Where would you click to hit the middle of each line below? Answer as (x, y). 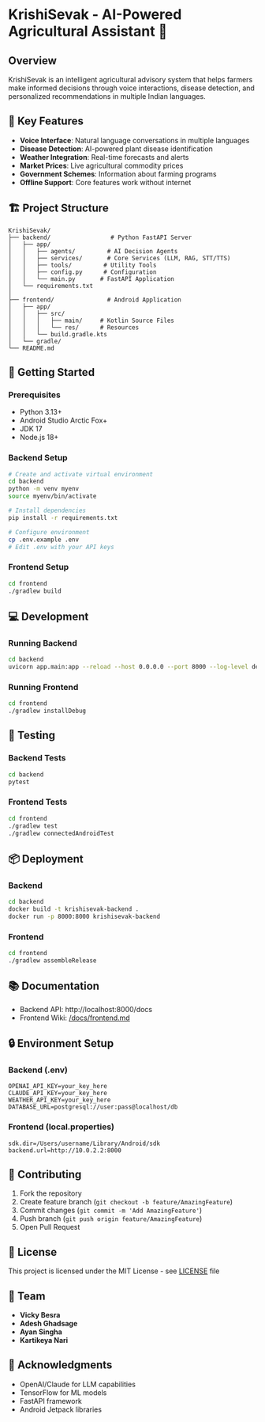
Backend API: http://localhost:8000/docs (86, 1009)
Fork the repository (51, 1193)
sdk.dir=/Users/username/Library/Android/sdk (84, 1143)
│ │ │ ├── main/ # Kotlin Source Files (91, 320)
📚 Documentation (54, 986)
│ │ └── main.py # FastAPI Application (91, 279)
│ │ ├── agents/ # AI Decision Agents (93, 251)
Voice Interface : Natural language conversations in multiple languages (134, 140)
